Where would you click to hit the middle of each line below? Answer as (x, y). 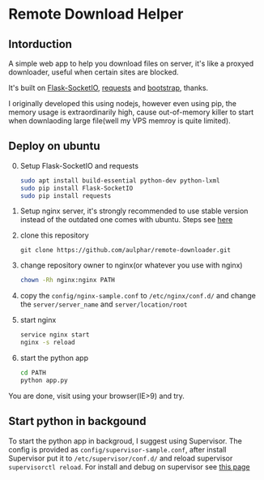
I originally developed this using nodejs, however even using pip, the (123, 103)
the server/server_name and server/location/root (104, 304)
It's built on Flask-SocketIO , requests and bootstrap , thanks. (109, 88)
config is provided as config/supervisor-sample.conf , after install (117, 449)
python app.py (44, 380)
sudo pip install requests (66, 195)
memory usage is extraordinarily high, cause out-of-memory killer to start (131, 112)
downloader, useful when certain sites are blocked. (94, 72)
